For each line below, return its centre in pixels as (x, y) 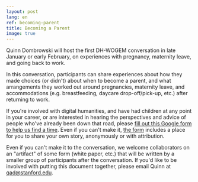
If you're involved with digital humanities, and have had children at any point (99, 111)
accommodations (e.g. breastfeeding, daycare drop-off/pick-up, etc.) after (97, 93)
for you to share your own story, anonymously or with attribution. (85, 136)
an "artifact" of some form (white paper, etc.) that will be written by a (90, 154)
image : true (21, 34)
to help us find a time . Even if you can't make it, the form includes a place (96, 130)
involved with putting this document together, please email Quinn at (88, 167)
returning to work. (28, 100)
